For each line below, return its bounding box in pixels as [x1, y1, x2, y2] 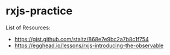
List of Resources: [5, 24, 51, 31]
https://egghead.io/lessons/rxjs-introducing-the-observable [14, 42, 164, 49]
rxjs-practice [5, 4, 73, 18]
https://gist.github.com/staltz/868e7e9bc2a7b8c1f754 [14, 35, 149, 42]
